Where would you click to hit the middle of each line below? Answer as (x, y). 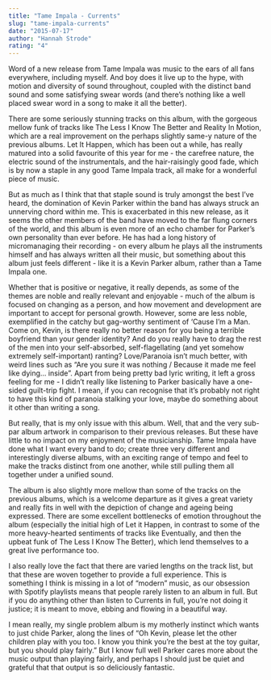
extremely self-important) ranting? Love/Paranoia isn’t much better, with (128, 356)
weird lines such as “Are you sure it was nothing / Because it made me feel (132, 365)
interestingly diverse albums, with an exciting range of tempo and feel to (128, 458)
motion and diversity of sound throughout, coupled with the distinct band (130, 86)
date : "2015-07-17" (41, 31)
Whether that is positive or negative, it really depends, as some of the (124, 288)
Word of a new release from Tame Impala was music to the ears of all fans (131, 69)
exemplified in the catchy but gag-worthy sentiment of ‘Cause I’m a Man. (129, 322)
